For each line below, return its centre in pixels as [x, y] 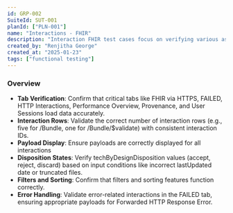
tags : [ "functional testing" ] [51, 59]
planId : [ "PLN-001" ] [37, 26]
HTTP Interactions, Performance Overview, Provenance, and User [111, 106]
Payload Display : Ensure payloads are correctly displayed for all [109, 143]
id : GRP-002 [24, 14]
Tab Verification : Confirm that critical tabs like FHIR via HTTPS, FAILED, [120, 99]
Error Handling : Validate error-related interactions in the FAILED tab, [115, 195]
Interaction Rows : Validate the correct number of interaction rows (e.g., [120, 121]
